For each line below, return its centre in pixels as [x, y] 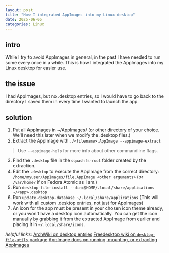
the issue [20, 84]
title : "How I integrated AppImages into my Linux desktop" [71, 15]
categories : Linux [25, 24]
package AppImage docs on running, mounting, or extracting [93, 239]
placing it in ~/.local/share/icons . [49, 224]
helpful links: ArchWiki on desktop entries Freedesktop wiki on [71, 234]
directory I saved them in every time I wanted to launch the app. [72, 101]
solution [19, 118]
